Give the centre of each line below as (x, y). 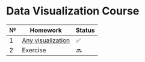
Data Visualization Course (73, 11)
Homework (46, 30)
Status (85, 30)
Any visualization (46, 40)
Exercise (34, 50)
